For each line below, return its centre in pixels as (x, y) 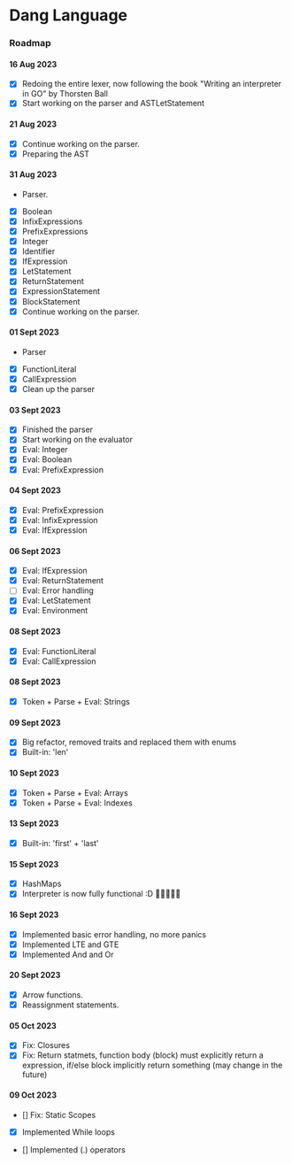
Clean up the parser (58, 389)
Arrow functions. (53, 994)
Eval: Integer (45, 450)
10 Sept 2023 (34, 773)
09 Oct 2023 (33, 1095)
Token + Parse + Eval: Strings (76, 701)
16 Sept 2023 (34, 914)
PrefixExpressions (55, 232)
